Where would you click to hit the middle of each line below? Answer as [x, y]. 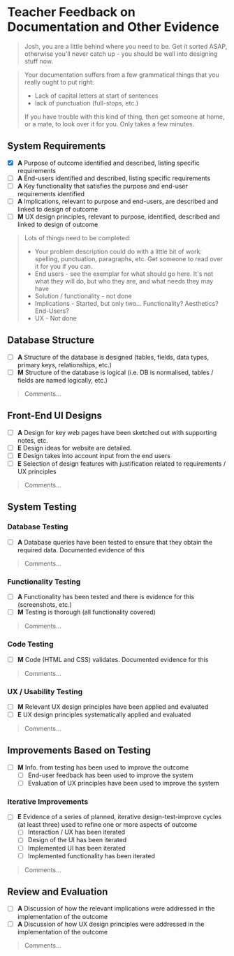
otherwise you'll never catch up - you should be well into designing [121, 54]
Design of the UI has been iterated [77, 840]
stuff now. [39, 61]
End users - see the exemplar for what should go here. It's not [124, 274]
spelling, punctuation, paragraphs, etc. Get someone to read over [129, 259]
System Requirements [57, 146]
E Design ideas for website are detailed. [74, 448]
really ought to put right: [59, 82]
